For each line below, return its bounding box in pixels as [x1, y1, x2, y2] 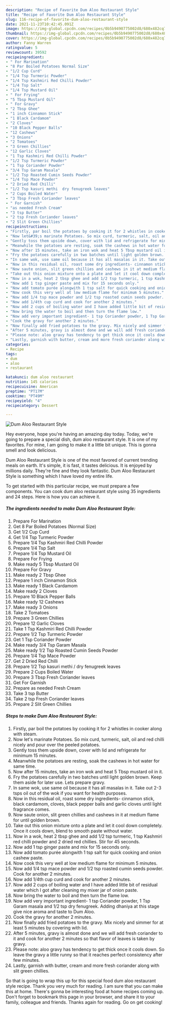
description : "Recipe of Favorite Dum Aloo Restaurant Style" [6, 7, 139, 13]
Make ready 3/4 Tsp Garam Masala [13, 642, 86, 648]
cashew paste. [13, 855, 44, 861]
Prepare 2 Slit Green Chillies [13, 701, 72, 707]
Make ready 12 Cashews [13, 599, 65, 605]
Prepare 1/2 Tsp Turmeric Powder [13, 631, 83, 638]
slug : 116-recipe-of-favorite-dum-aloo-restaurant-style [6, 17, 128, 22]
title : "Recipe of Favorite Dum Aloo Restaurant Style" [6, 12, 126, 17]
